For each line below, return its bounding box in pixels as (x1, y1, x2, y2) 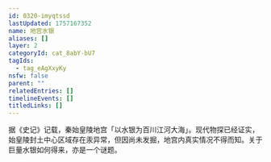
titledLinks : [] (8, 102, 63, 110)
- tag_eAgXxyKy (15, 64, 67, 73)
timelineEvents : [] (8, 94, 74, 102)
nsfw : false (8, 72, 48, 80)
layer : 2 (8, 42, 38, 50)
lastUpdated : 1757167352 (8, 19, 92, 27)
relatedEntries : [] (8, 86, 74, 95)
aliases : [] (8, 34, 48, 43)
